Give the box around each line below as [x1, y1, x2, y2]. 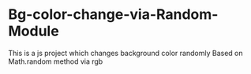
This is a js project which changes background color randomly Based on [8, 48, 243, 57]
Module [8, 22, 59, 40]
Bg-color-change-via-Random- [8, 6, 219, 24]
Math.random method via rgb [8, 57, 103, 66]
